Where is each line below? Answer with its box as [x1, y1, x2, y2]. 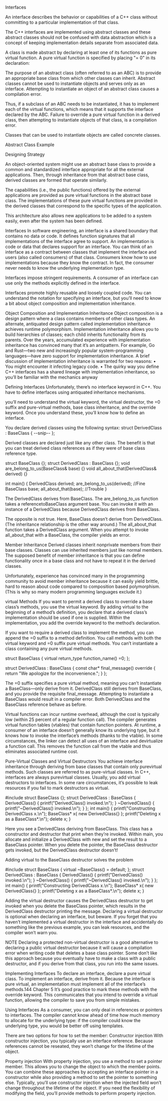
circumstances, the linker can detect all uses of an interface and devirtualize [5, 738, 163, 744]
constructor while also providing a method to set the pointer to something [5, 1074, 157, 1080]
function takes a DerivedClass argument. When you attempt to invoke [5, 527, 149, 533]
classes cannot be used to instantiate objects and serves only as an [5, 80, 145, 86]
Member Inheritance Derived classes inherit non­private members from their [5, 542, 161, 548]
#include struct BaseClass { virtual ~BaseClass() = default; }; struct [5, 867, 144, 873]
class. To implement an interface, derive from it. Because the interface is [5, 976, 155, 982]
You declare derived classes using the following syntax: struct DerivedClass [5, 425, 162, 431]
